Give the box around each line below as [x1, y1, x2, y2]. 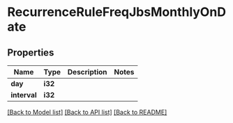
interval [10, 90, 37, 99]
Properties [7, 47, 54, 58]
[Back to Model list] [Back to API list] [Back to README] [7, 108, 167, 116]
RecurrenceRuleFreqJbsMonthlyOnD [7, 4, 227, 20]
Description [67, 67, 107, 76]
